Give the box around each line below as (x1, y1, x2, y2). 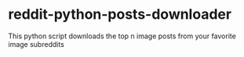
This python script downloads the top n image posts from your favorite (8, 31, 237, 41)
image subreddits (8, 39, 65, 48)
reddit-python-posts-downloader (8, 5, 232, 23)
